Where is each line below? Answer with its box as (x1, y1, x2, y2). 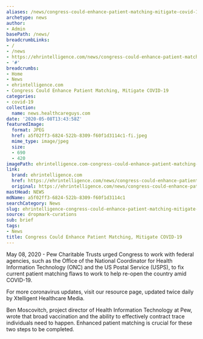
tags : (6, 223, 20, 229)
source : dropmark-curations (6, 211, 77, 218)
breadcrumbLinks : (6, 37, 50, 43)
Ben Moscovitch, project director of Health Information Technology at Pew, (6, 306, 193, 314)
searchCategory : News (6, 200, 61, 206)
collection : (6, 104, 36, 111)
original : (11, 183, 36, 189)
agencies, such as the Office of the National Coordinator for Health (6, 257, 173, 264)
